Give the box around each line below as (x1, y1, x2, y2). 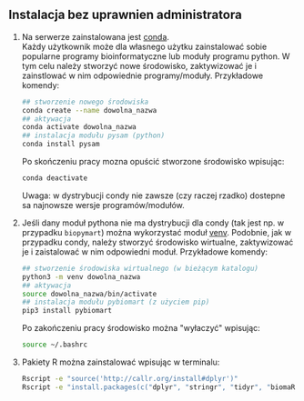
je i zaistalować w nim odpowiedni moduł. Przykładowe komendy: (21, 246, 269, 257)
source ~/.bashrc (21, 340, 88, 349)
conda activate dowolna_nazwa (21, 123, 137, 132)
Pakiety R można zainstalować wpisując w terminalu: (21, 356, 220, 367)
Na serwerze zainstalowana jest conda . (21, 31, 170, 42)
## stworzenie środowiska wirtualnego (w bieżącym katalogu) (21, 264, 259, 273)
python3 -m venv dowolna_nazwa (21, 272, 141, 281)
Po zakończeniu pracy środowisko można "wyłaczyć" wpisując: (21, 323, 260, 334)
